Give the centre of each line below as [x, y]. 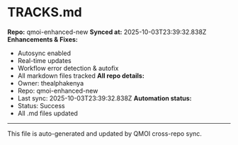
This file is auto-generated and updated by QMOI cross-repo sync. [104, 133]
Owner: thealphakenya [51, 83]
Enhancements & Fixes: [42, 39]
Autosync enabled [44, 53]
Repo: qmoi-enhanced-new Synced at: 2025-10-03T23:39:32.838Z [107, 32]
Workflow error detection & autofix [68, 68]
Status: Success [41, 105]
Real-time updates [45, 60]
